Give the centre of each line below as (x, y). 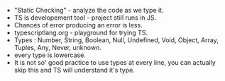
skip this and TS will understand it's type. (74, 70)
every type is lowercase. (50, 55)
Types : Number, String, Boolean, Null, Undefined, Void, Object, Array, (116, 40)
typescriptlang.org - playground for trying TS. (81, 32)
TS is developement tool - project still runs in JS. (85, 18)
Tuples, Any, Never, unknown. (57, 48)
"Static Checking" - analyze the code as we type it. (89, 10)
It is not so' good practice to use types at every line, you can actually (115, 62)
